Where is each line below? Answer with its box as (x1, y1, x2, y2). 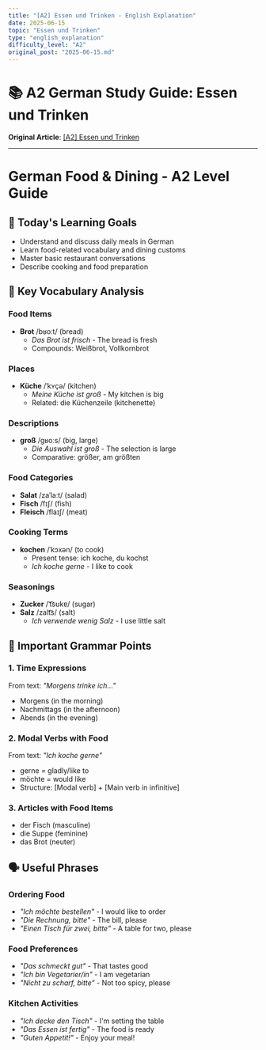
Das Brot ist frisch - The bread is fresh (31, 335, 158, 344)
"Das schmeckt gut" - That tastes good (19, 961, 149, 971)
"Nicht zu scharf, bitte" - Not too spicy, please (19, 978, 171, 987)
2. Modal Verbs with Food (8, 733, 108, 744)
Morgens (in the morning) (19, 696, 104, 705)
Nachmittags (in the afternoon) (19, 704, 120, 714)
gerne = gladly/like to (19, 766, 89, 775)
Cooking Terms (8, 527, 69, 538)
